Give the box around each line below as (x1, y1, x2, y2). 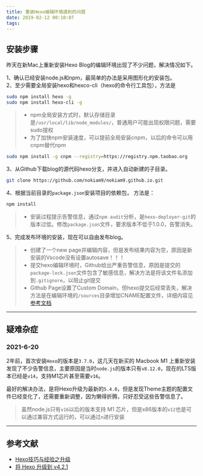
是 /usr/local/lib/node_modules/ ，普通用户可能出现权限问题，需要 (30, 119, 196, 126)
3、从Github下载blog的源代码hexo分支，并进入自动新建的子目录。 (6, 165, 171, 173)
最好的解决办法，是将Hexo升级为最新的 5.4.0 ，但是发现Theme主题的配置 (6, 385, 188, 392)
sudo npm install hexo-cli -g (6, 99, 83, 106)
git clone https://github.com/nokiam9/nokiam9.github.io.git (6, 177, 164, 183)
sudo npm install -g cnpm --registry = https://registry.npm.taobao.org (6, 153, 188, 159)
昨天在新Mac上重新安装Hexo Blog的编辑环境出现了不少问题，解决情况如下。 (6, 61, 196, 68)
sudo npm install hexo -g (6, 94, 71, 100)
